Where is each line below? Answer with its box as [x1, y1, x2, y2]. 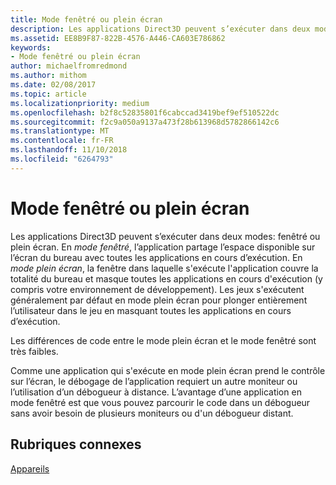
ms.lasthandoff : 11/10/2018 [10, 145, 128, 155]
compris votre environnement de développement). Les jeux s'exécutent [10, 283, 305, 295]
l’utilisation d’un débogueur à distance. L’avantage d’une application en [10, 386, 302, 398]
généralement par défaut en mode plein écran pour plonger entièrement [10, 294, 308, 306]
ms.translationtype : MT [10, 126, 110, 136]
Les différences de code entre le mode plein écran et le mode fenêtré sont [10, 334, 317, 346]
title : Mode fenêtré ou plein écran [10, 14, 163, 25]
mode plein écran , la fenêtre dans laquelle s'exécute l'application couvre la [10, 262, 319, 274]
